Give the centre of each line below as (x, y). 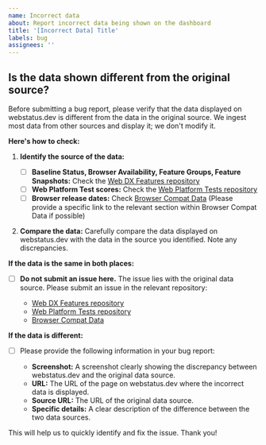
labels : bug (28, 38)
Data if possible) (58, 216)
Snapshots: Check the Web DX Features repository (116, 181)
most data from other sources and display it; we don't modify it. (112, 126)
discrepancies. (44, 248)
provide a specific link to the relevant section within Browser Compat (144, 207)
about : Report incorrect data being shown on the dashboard (110, 23)
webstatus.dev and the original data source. (104, 375)
